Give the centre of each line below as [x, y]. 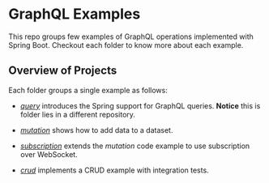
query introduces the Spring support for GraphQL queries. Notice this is [140, 105]
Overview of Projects [63, 71]
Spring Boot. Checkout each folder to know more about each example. [126, 45]
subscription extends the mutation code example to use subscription [135, 146]
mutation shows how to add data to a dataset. [96, 130]
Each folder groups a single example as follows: [88, 90]
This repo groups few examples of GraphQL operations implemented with [131, 36]
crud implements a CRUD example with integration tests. [114, 170]
